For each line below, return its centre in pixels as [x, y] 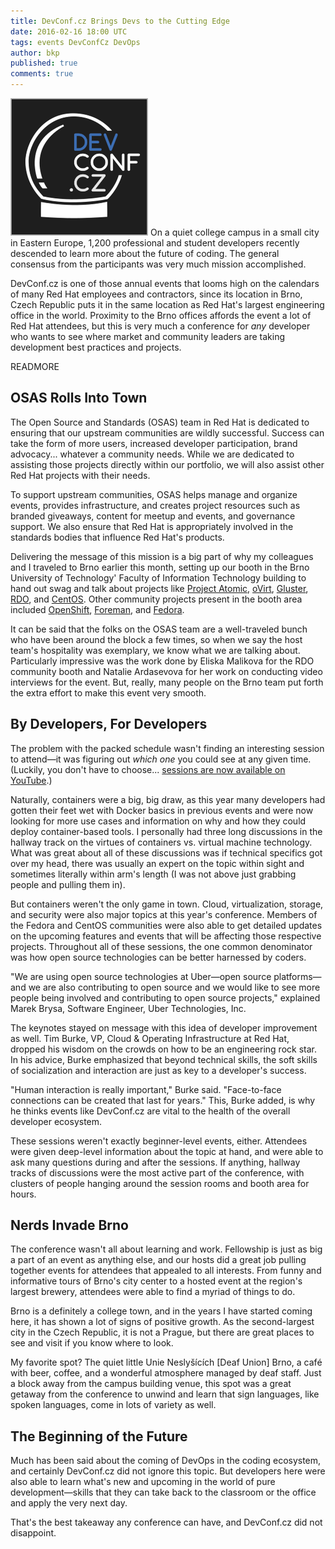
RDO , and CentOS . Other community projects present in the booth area [156, 599]
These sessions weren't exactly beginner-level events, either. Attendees [159, 1141]
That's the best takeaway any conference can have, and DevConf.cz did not [166, 1522]
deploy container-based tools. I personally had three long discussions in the [166, 831]
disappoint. [33, 1533]
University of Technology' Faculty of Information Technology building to [158, 577]
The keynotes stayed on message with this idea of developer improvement [164, 1027]
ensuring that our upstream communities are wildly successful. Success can [167, 432]
